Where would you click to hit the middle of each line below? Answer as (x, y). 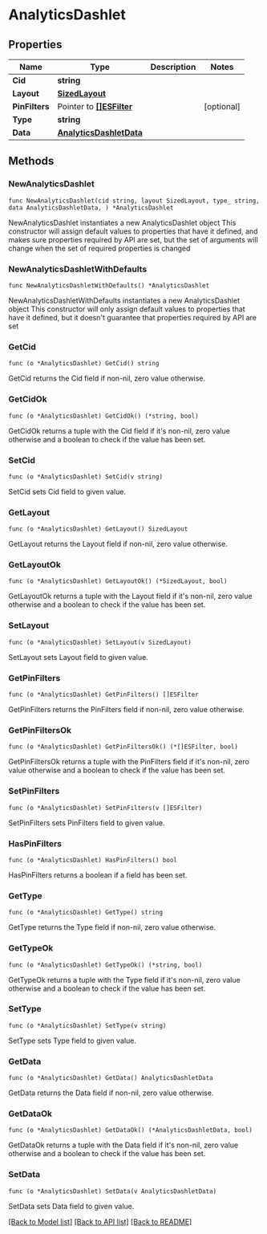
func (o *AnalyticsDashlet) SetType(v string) (87, 1025)
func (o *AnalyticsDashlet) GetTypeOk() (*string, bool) (105, 965)
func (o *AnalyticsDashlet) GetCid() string (84, 364)
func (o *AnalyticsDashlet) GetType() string (85, 913)
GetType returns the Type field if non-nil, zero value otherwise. (112, 927)
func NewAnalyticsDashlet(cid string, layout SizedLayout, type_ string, (134, 201)
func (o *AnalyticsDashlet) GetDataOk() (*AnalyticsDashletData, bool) (130, 1130)
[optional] (222, 106)
